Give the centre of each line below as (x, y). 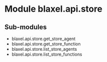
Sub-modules (26, 27)
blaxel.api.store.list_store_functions (47, 54)
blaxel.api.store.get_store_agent (44, 39)
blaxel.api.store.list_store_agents (44, 49)
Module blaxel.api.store (53, 9)
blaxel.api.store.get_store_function (46, 44)
